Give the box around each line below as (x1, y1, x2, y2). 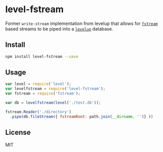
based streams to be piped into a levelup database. (5, 25, 113, 32)
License (5, 128, 31, 137)
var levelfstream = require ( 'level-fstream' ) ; (5, 86, 106, 92)
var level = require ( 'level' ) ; (5, 81, 72, 87)
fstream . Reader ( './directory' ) (5, 109, 72, 114)
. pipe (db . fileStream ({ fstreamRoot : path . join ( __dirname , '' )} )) (10, 114, 153, 119)
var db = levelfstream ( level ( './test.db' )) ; (5, 100, 101, 105)
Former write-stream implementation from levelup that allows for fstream (5, 20, 158, 26)
